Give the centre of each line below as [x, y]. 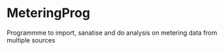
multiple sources [31, 40]
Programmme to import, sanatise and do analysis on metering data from [112, 33]
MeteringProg [48, 13]
